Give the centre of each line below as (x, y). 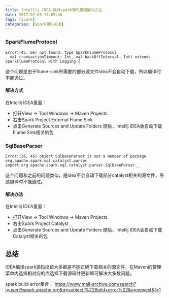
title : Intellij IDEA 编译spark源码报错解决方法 (54, 10)
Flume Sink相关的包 (33, 132)
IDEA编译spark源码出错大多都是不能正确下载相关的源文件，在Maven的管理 (83, 267)
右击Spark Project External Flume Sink (53, 119)
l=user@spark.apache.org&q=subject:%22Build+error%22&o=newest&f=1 (83, 290)
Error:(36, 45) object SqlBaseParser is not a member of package (76, 156)
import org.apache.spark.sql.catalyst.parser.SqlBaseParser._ (72, 165)
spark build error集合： (29, 284)
